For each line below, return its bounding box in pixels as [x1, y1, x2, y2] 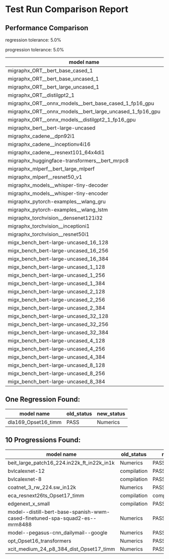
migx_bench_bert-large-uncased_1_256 [8, 272, 106, 278]
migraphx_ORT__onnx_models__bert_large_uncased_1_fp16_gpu [8, 108, 161, 115]
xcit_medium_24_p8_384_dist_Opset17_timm [8, 545, 115, 552]
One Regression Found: [5, 395, 80, 404]
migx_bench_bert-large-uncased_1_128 [8, 263, 106, 270]
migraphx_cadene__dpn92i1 [8, 132, 75, 139]
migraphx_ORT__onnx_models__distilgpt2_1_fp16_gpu [8, 116, 136, 123]
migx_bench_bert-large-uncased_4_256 [8, 345, 106, 352]
